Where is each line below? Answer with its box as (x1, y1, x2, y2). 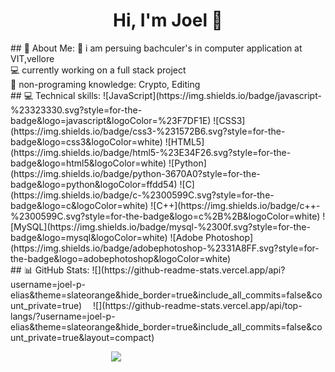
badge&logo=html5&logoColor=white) (10, 157, 167, 169)
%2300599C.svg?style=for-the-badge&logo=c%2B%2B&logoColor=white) (10, 210, 321, 222)
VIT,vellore (10, 52, 55, 64)
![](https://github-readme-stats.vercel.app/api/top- (93, 299, 303, 311)
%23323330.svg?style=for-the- (10, 104, 143, 116)
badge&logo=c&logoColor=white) (10, 199, 149, 211)
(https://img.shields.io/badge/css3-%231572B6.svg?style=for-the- (10, 125, 286, 137)
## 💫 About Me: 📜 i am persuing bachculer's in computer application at (10, 42, 303, 54)
